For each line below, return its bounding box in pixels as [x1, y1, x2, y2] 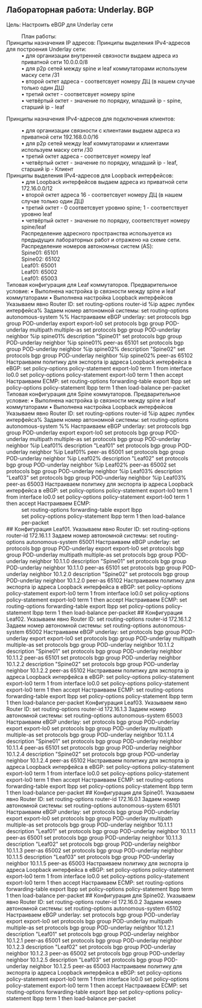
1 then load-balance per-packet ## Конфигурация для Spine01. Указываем [6, 789, 195, 796]
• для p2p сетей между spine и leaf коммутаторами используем [21, 65, 188, 72]
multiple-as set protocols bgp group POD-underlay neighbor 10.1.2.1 [6, 924, 174, 931]
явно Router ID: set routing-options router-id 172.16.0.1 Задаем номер [6, 795, 180, 802]
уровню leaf [21, 210, 52, 217]
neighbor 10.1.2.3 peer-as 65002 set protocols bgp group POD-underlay [6, 949, 185, 957]
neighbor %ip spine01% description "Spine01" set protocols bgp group [6, 332, 183, 339]
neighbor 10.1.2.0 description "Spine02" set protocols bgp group [29, 570, 189, 577]
